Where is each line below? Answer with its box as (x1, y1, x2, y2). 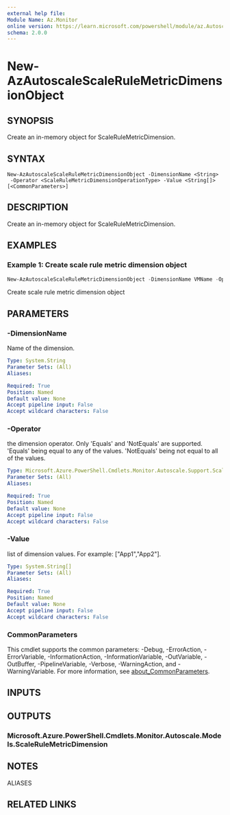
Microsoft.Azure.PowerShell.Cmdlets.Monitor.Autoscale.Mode (7, 731, 222, 740)
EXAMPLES (7, 240, 57, 251)
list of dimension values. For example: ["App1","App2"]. (7, 549, 162, 558)
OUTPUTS (7, 710, 51, 722)
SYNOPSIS (7, 114, 54, 127)
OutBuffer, (7, 660, 36, 668)
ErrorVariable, (7, 653, 47, 661)
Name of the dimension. (7, 344, 75, 353)
